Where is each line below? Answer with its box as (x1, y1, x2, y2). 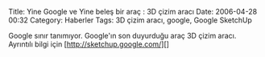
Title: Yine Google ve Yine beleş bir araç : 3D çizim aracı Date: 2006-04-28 (8, 7, 258, 16)
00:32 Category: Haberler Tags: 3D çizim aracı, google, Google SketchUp (8, 15, 252, 25)
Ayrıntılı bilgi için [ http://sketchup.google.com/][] (8, 39, 169, 49)
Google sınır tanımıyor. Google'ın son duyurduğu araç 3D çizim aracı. (8, 31, 237, 40)
